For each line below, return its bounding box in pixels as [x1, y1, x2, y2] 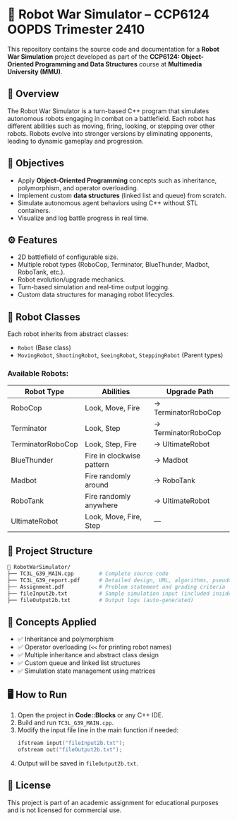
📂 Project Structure [7, 545, 93, 557]
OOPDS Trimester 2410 [7, 21, 145, 37]
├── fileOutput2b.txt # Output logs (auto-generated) [7, 596, 194, 604]
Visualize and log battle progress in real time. [17, 214, 150, 222]
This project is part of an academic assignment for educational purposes [7, 798, 219, 807]
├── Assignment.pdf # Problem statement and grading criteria [7, 583, 226, 590]
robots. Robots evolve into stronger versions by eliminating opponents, [7, 129, 213, 137]
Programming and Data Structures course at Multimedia [35, 59, 202, 68]
